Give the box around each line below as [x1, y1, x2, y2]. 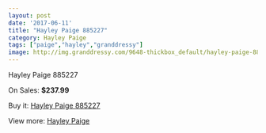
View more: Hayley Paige [8, 116, 90, 125]
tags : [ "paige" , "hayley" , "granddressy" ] [8, 41, 144, 49]
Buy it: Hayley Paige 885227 [8, 101, 101, 110]
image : [8, 48, 30, 56]
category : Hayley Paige [8, 33, 87, 42]
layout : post [8, 11, 51, 20]
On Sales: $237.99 [8, 85, 70, 95]
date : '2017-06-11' [8, 19, 73, 27]
